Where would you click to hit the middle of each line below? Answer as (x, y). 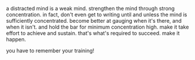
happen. (16, 39)
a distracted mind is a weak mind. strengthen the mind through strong (90, 8)
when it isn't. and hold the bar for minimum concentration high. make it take (97, 27)
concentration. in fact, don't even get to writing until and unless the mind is (97, 15)
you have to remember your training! (50, 51)
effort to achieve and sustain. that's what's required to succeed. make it (93, 33)
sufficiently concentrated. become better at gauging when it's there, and (94, 21)
